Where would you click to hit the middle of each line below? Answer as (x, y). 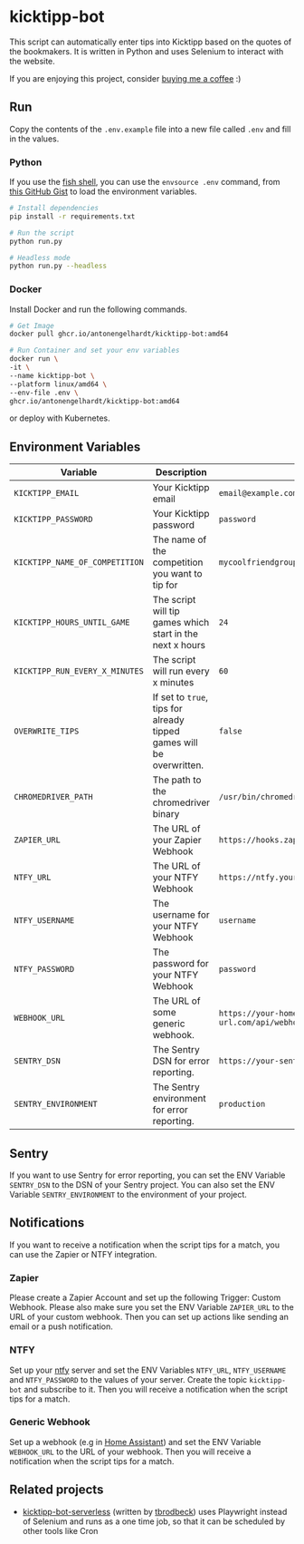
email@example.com (258, 493)
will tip (166, 611)
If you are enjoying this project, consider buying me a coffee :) (125, 78)
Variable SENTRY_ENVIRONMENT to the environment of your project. (128, 1195)
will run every (181, 671)
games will (175, 743)
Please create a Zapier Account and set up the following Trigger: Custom (145, 1297)
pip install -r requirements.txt (72, 216)
